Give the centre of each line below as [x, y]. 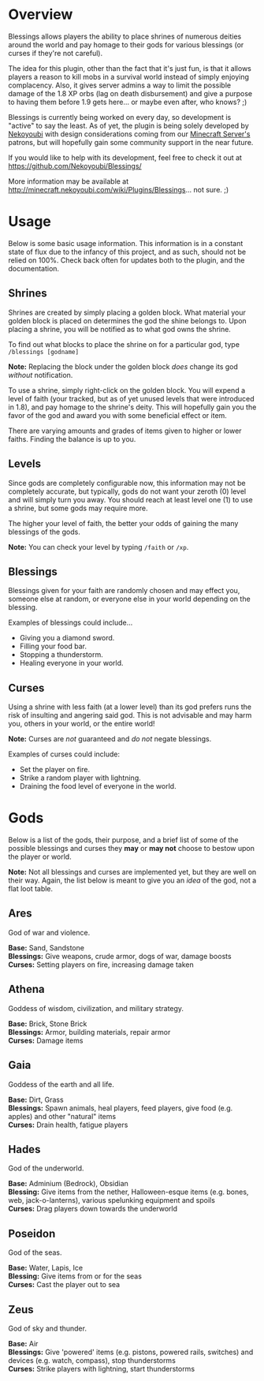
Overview [41, 15]
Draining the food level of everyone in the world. [98, 786]
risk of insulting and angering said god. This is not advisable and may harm [130, 715]
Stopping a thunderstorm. [61, 655]
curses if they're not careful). [56, 53]
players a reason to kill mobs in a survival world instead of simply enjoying [129, 77]
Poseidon [32, 1233]
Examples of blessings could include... [71, 623]
